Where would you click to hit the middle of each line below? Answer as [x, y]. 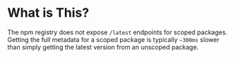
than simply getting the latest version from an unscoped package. [103, 47]
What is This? [48, 13]
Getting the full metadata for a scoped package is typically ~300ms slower [113, 39]
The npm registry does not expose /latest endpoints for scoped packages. [117, 32]
